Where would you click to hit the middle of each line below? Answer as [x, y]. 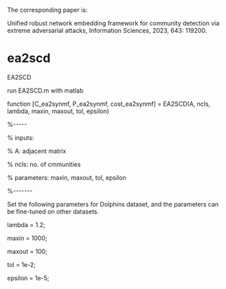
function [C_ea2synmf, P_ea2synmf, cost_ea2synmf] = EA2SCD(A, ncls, [109, 104]
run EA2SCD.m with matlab [45, 90]
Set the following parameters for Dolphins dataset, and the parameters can [113, 204]
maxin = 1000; [27, 238]
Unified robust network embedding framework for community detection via [113, 23]
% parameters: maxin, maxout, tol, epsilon [67, 177]
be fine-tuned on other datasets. [53, 211]
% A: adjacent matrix [37, 151]
